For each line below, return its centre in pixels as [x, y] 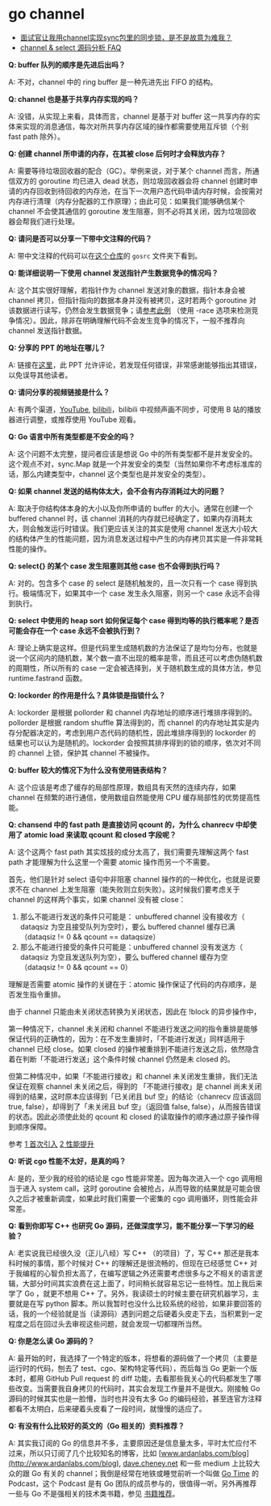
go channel [46, 14]
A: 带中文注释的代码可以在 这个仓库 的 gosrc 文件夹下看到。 [105, 255]
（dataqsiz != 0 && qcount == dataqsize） [90, 937]
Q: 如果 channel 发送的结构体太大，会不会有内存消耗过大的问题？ [117, 491]
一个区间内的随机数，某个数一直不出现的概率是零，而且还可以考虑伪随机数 [139, 658]
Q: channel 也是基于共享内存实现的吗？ [74, 99]
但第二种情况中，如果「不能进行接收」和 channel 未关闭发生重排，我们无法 [133, 1076]
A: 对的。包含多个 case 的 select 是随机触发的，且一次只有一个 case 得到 [130, 583]
